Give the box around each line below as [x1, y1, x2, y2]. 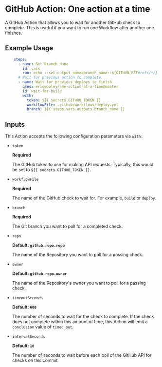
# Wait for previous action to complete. [18, 75, 104, 80]
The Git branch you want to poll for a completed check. [12, 223, 123, 230]
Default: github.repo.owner [12, 270, 67, 276]
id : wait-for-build [22, 89, 62, 94]
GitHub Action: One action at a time [5, 3, 150, 15]
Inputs [5, 120, 25, 129]
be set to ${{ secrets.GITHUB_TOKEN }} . [12, 167, 91, 173]
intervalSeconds [12, 334, 45, 339]
